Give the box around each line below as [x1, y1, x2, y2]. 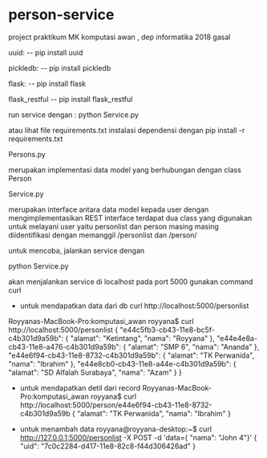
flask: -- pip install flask [8, 79, 87, 88]
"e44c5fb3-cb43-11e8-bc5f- [119, 325, 215, 334]
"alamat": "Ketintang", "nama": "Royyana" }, [70, 333, 215, 342]
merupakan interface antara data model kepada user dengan [8, 205, 209, 214]
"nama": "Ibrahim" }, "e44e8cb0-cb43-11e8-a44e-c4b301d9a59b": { [8, 359, 237, 368]
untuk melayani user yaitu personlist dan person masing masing [8, 221, 219, 231]
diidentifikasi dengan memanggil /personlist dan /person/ [8, 230, 198, 240]
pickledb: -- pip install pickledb [8, 63, 111, 73]
